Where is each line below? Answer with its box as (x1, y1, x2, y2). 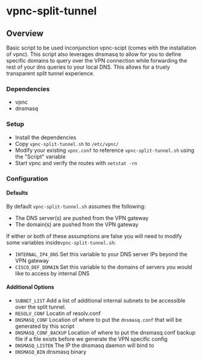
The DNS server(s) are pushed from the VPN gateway (14, 214, 149, 221)
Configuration (6, 174, 48, 183)
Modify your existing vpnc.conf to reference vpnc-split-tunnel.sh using (14, 146, 195, 154)
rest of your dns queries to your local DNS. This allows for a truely (6, 63, 170, 71)
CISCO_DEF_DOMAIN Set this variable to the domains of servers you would (14, 263, 192, 271)
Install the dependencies (14, 134, 77, 141)
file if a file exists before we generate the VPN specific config (14, 335, 168, 342)
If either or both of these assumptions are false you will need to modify (6, 232, 182, 239)
